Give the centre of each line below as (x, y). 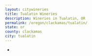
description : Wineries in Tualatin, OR (45, 18)
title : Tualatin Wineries (31, 14)
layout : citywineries (27, 9)
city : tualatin (20, 36)
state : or (15, 27)
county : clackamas (23, 32)
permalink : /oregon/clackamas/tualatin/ (46, 23)
